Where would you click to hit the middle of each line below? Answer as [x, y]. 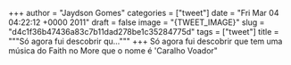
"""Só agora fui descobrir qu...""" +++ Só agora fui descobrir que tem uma [145, 41]
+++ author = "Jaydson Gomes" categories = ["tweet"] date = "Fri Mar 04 [144, 13]
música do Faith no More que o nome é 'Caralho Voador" [113, 51]
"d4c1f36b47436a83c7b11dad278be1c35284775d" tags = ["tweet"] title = [144, 32]
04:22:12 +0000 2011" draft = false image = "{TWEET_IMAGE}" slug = [137, 22]
